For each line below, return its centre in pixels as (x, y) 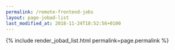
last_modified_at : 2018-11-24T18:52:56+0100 (63, 23)
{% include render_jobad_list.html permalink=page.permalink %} (87, 41)
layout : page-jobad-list (37, 18)
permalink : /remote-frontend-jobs (50, 12)
